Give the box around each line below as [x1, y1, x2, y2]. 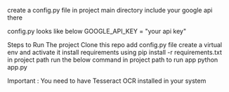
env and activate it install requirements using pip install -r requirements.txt [7, 48, 223, 56]
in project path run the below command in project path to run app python [7, 55, 218, 64]
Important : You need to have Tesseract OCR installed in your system [7, 77, 207, 85]
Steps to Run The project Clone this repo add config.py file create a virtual [7, 41, 223, 48]
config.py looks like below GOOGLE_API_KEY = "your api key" [7, 27, 187, 35]
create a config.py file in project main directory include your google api [7, 6, 213, 14]
